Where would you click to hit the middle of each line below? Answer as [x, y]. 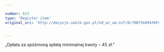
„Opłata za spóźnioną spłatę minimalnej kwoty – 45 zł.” [60, 45]
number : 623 [17, 13]
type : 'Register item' [28, 18]
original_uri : [20, 23]
